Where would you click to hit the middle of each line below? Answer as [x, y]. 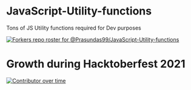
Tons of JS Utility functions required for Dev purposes [74, 28]
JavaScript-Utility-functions [79, 11]
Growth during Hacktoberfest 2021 [96, 64]
